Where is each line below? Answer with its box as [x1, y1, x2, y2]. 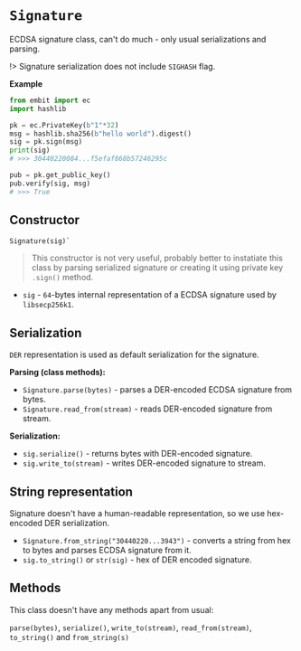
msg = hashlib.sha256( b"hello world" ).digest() [9, 129, 193, 138]
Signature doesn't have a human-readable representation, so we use [9, 508, 265, 518]
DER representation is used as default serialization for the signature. [9, 349, 259, 360]
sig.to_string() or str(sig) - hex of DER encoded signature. [22, 554, 252, 565]
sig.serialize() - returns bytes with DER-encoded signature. [22, 448, 253, 459]
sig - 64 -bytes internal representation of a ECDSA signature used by [22, 289, 277, 300]
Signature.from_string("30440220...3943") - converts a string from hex [22, 535, 291, 545]
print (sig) [9, 146, 51, 156]
